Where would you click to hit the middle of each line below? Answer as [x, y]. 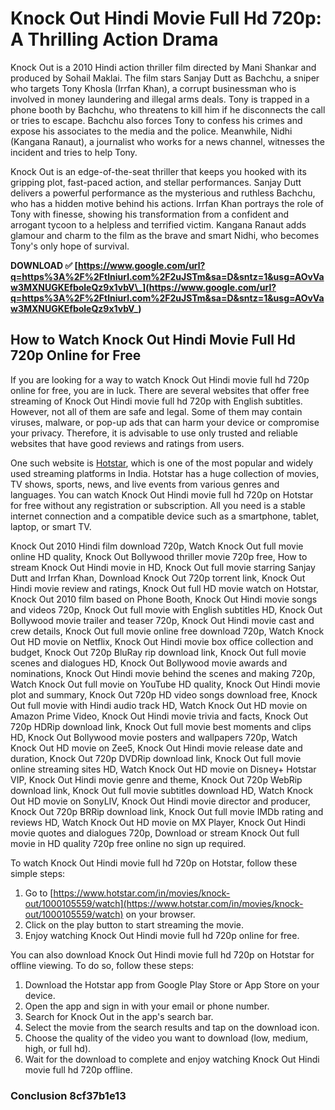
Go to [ [39, 893]
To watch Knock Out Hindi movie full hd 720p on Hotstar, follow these [154, 863]
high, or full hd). [58, 1048]
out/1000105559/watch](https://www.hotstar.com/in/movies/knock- [164, 903]
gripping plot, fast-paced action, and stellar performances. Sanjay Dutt [156, 182]
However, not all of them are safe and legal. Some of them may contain [156, 411]
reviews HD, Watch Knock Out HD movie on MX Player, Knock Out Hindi [158, 822]
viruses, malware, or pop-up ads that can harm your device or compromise [165, 422]
